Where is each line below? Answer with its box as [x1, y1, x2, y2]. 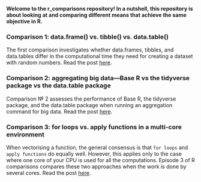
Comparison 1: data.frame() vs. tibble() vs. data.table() [6, 32, 169, 41]
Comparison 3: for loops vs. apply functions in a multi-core [6, 123, 182, 131]
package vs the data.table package [6, 81, 111, 90]
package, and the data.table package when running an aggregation [6, 101, 173, 108]
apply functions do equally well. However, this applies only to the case [6, 150, 182, 157]
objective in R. [6, 18, 43, 25]
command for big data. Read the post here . [6, 108, 113, 115]
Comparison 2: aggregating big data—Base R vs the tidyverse [6, 74, 190, 83]
